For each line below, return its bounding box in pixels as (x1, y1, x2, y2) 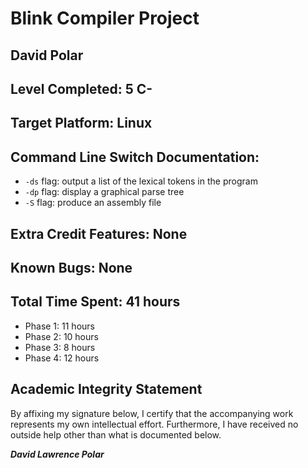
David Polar (10, 47, 84, 64)
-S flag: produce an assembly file (24, 197, 162, 209)
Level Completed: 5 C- (10, 80, 153, 97)
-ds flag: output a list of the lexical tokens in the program (24, 175, 258, 187)
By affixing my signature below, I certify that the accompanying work (10, 407, 294, 419)
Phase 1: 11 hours (24, 320, 95, 332)
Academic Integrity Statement (10, 381, 203, 398)
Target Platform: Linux (10, 115, 153, 132)
